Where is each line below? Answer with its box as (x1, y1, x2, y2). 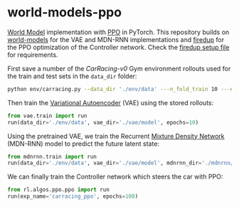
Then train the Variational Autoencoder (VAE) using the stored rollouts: (7, 98, 214, 107)
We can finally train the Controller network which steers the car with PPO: (7, 172, 223, 181)
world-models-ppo (7, 4, 122, 21)
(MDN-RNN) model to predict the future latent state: (7, 139, 160, 148)
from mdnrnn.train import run (7, 153, 97, 160)
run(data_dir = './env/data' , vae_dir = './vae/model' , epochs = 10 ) (7, 119, 199, 126)
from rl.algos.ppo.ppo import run (7, 186, 110, 193)
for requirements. (7, 51, 58, 59)
